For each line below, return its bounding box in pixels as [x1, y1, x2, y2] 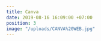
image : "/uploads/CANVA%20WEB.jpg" [6, 25, 96, 32]
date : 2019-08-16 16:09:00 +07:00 [6, 14, 93, 20]
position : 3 [6, 20, 36, 26]
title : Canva [6, 8, 39, 15]
